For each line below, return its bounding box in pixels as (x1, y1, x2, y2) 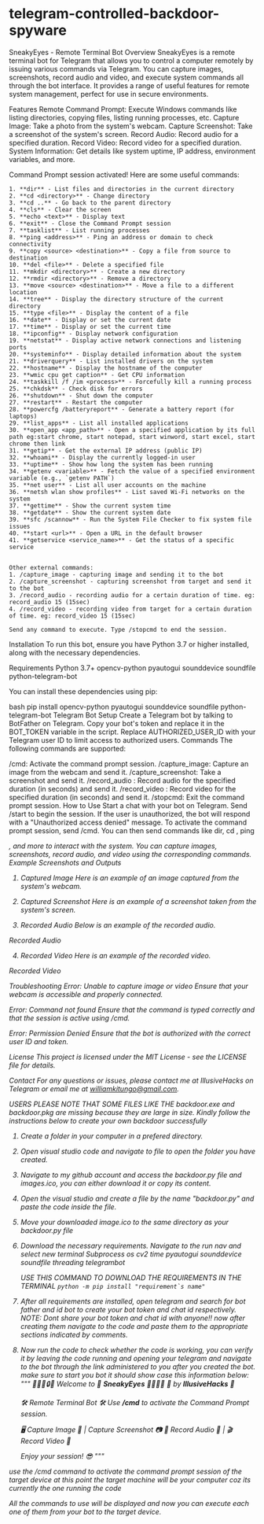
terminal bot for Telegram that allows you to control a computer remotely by (9, 56, 254, 65)
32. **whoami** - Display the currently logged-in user (9, 453, 196, 461)
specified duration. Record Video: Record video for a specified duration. (9, 138, 242, 147)
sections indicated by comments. (20, 1330, 128, 1339)
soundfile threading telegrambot (20, 1257, 126, 1267)
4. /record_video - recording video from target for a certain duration (9, 605, 252, 613)
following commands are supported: (9, 744, 126, 753)
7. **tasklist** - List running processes (9, 226, 150, 234)
